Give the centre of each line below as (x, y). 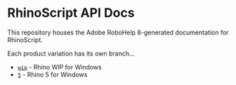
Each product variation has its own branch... (71, 53)
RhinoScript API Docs (71, 13)
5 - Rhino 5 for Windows (52, 74)
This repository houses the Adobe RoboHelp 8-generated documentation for (118, 32)
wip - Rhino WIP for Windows (59, 67)
